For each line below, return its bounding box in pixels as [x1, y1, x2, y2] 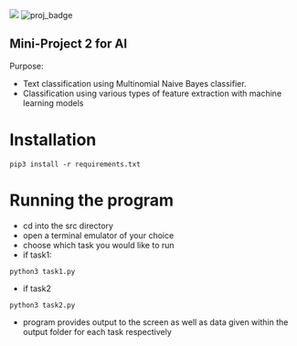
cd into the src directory [22, 220, 114, 231]
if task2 [22, 283, 52, 294]
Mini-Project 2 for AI [9, 37, 128, 52]
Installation [9, 130, 97, 150]
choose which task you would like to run [22, 239, 175, 250]
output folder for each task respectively [22, 326, 172, 337]
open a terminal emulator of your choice [22, 229, 175, 241]
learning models [22, 97, 84, 109]
